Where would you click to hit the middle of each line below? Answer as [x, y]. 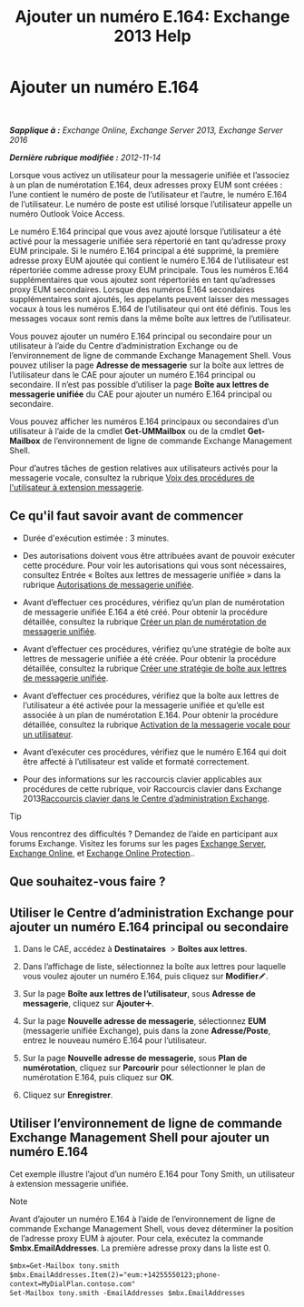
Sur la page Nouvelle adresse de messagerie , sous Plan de [135, 1058]
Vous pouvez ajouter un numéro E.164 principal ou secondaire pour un [141, 336]
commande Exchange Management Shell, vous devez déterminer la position [152, 1228]
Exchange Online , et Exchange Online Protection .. [102, 853]
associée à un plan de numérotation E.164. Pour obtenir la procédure [150, 714]
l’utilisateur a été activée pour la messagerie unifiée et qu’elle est [143, 705]
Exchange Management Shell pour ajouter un [140, 1138]
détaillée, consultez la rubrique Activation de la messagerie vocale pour [157, 724]
